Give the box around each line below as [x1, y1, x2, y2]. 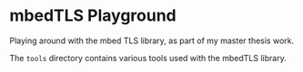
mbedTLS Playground [9, 5, 177, 26]
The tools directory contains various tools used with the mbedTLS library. [9, 52, 287, 63]
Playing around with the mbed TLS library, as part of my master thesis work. [9, 35, 294, 46]
